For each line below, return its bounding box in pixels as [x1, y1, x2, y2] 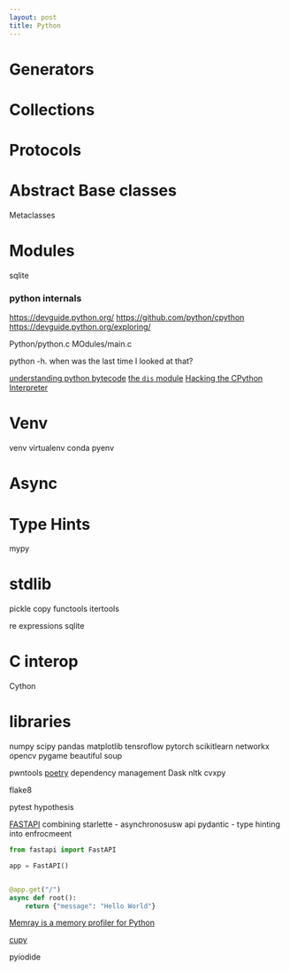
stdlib [9, 574, 52, 594]
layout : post [9, 12, 57, 22]
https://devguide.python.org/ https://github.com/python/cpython [9, 312, 245, 323]
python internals [9, 292, 82, 304]
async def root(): [9, 893, 77, 902]
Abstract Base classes [9, 180, 177, 201]
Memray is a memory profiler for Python [9, 917, 155, 929]
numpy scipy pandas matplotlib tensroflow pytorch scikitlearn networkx [9, 741, 270, 752]
